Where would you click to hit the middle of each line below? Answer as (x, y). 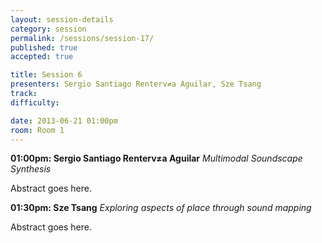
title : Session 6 (46, 75)
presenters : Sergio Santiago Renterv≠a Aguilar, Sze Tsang (136, 84)
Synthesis (31, 169)
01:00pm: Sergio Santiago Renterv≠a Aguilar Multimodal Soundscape (156, 158)
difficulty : (35, 102)
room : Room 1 (37, 130)
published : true (44, 47)
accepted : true (42, 57)
